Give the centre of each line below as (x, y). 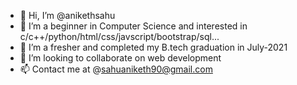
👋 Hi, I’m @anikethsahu (67, 15)
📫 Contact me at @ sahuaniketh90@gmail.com (116, 69)
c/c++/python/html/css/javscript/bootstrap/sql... (119, 36)
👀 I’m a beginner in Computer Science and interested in (133, 26)
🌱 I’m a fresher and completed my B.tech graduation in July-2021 (153, 47)
